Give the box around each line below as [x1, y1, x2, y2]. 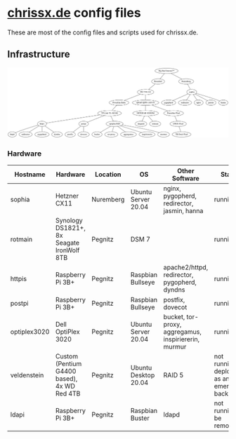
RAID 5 [163, 370, 184, 379]
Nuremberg [91, 195, 125, 204]
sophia [10, 195, 30, 204]
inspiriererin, [163, 335, 200, 343]
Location [94, 170, 122, 178]
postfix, [163, 295, 185, 304]
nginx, [163, 184, 181, 192]
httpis [10, 274, 27, 283]
